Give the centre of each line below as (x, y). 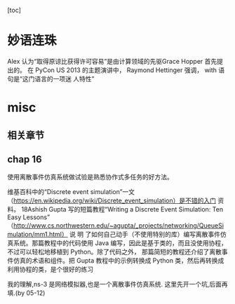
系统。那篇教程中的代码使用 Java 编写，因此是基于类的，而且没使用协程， (120, 243)
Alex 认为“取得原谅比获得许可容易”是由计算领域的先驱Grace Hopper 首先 (112, 61)
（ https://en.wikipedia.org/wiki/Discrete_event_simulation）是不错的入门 (112, 201)
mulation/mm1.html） (38, 235)
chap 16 (25, 159)
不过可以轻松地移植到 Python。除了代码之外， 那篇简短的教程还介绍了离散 (115, 252)
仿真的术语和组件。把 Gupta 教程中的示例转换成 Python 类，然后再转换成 (119, 261)
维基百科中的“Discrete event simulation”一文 (71, 192)
